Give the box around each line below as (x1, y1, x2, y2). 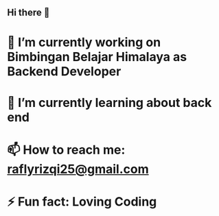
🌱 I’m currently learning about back (7, 95, 212, 110)
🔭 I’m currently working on (7, 34, 161, 50)
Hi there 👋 (7, 7, 50, 19)
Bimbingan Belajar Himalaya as (7, 49, 187, 64)
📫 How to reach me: (7, 142, 126, 158)
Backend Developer (7, 63, 122, 79)
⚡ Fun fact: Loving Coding (7, 194, 157, 210)
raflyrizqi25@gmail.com (7, 161, 149, 177)
